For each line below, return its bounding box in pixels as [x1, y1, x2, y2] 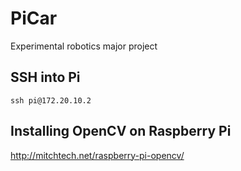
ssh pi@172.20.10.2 [10, 95, 92, 106]
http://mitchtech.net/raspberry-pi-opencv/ [10, 149, 185, 161]
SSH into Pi [10, 69, 81, 86]
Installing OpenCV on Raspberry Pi [10, 123, 232, 140]
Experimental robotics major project [10, 40, 158, 52]
